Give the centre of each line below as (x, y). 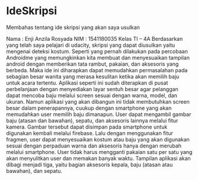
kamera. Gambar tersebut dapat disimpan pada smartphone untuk (87, 127)
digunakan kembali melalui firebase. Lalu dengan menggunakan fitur (90, 133)
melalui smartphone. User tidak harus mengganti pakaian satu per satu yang (99, 152)
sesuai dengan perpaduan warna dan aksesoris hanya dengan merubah (94, 146)
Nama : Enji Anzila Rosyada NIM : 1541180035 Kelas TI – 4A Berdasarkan (95, 38)
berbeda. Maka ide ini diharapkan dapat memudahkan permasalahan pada (97, 70)
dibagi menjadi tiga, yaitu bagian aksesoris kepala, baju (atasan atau (90, 165)
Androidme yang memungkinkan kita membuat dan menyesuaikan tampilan (98, 57)
